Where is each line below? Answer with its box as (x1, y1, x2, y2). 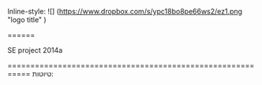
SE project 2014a (7, 46, 63, 54)
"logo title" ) (7, 15, 47, 24)
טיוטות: (32, 69, 54, 78)
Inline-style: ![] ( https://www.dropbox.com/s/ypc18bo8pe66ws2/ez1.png (7, 7, 242, 16)
